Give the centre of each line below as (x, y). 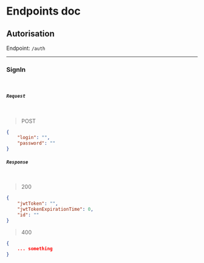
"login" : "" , (34, 138)
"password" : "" (36, 143)
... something (35, 249)
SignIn (16, 69)
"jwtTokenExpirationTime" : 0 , (56, 209)
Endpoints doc (43, 11)
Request (16, 96)
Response (17, 162)
